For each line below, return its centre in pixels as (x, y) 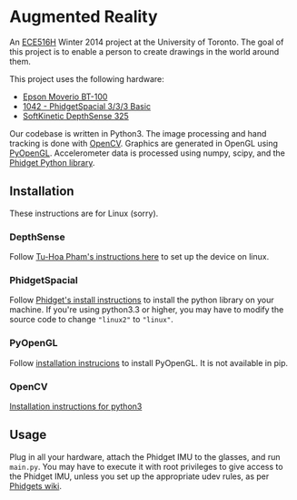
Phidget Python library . (52, 162)
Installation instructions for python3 (76, 406)
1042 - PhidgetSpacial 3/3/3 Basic (87, 106)
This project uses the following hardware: (87, 78)
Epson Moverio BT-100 (65, 97)
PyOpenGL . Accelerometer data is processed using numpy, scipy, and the (148, 153)
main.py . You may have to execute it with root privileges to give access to (146, 466)
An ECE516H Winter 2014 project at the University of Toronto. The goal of (147, 42)
